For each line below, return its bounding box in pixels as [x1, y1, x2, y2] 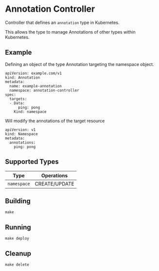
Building [5, 197, 31, 205]
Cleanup [5, 249, 32, 257]
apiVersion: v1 [5, 127, 36, 132]
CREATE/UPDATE [35, 180, 74, 187]
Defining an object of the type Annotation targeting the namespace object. [5, 61, 154, 67]
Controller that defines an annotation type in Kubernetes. [5, 20, 120, 25]
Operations [41, 172, 68, 179]
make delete [5, 262, 29, 267]
